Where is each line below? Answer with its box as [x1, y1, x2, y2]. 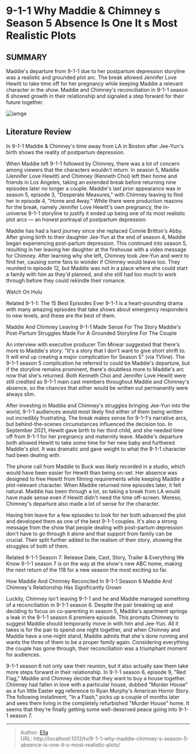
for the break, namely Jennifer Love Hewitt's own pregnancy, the [6, 203, 162, 210]
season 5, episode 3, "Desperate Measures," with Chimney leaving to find [6, 191, 183, 198]
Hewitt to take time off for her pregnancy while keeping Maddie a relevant [6, 80, 183, 87]
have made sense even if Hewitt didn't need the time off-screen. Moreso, [6, 494, 182, 501]
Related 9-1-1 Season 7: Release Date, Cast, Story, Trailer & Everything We [6, 554, 185, 561]
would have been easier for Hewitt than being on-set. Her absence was [6, 469, 178, 476]
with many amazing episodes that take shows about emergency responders [6, 306, 188, 313]
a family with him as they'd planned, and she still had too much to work [6, 271, 177, 278]
